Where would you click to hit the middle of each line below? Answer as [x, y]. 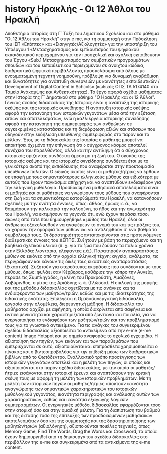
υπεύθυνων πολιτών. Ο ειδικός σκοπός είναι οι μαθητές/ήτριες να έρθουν [82, 171]
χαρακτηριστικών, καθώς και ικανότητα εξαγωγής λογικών [67, 399]
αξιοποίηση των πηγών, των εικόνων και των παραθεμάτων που [72, 341]
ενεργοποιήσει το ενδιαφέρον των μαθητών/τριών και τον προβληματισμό [82, 320]
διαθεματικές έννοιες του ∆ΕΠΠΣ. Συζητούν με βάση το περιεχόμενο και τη [83, 240]
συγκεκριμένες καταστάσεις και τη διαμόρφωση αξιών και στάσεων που [80, 129]
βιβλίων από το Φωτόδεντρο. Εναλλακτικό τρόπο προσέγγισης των [75, 357]
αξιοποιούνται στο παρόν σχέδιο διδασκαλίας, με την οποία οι [70, 367]
